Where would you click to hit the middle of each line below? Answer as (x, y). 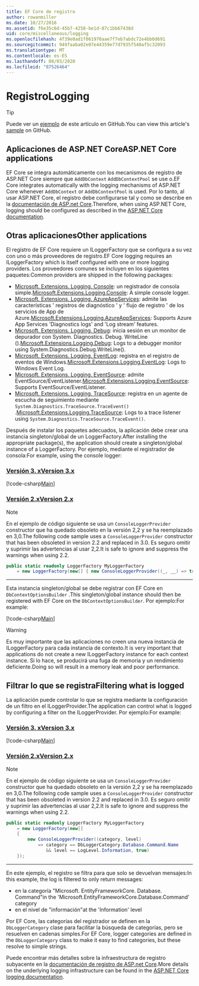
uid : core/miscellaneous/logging (47, 34)
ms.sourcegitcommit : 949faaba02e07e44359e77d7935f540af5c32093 (86, 45)
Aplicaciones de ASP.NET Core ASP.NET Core (91, 149)
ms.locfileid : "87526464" (38, 67)
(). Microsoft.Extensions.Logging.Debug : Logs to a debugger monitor (98, 343)
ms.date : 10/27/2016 (32, 23)
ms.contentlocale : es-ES (37, 56)
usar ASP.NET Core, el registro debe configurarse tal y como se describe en (99, 198)
